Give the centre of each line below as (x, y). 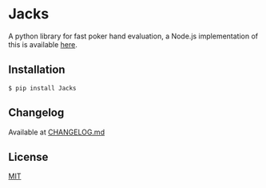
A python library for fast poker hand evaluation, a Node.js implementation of (133, 36)
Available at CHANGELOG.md (57, 132)
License (28, 157)
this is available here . (43, 44)
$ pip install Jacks (43, 88)
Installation (37, 70)
